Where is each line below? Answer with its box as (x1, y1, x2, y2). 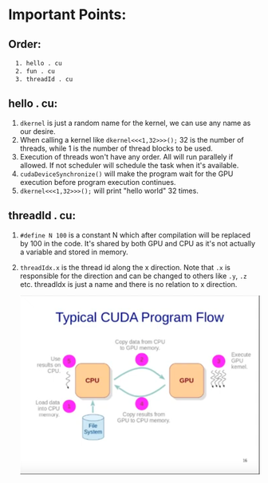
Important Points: (8, 6, 127, 24)
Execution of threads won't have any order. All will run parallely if (19, 151, 234, 161)
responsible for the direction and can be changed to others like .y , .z (19, 271, 247, 281)
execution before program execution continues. (19, 177, 176, 187)
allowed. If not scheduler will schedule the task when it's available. (19, 160, 239, 170)
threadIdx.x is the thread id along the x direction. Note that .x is (19, 262, 231, 272)
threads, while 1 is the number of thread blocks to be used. (19, 143, 213, 153)
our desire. (19, 126, 56, 136)
